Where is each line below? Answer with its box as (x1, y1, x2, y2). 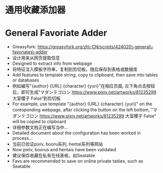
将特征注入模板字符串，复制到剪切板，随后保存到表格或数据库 (12, 66, 138, 72)
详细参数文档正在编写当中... (12, 125, 68, 130)
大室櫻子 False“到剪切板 (12, 95, 61, 101)
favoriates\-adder (12, 49, 48, 55)
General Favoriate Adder (5, 28, 107, 39)
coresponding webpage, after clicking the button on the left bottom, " (12, 107, 153, 113)
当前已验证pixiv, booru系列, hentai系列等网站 (12, 141, 103, 147)
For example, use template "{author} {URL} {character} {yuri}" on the (12, 101, 153, 107)
